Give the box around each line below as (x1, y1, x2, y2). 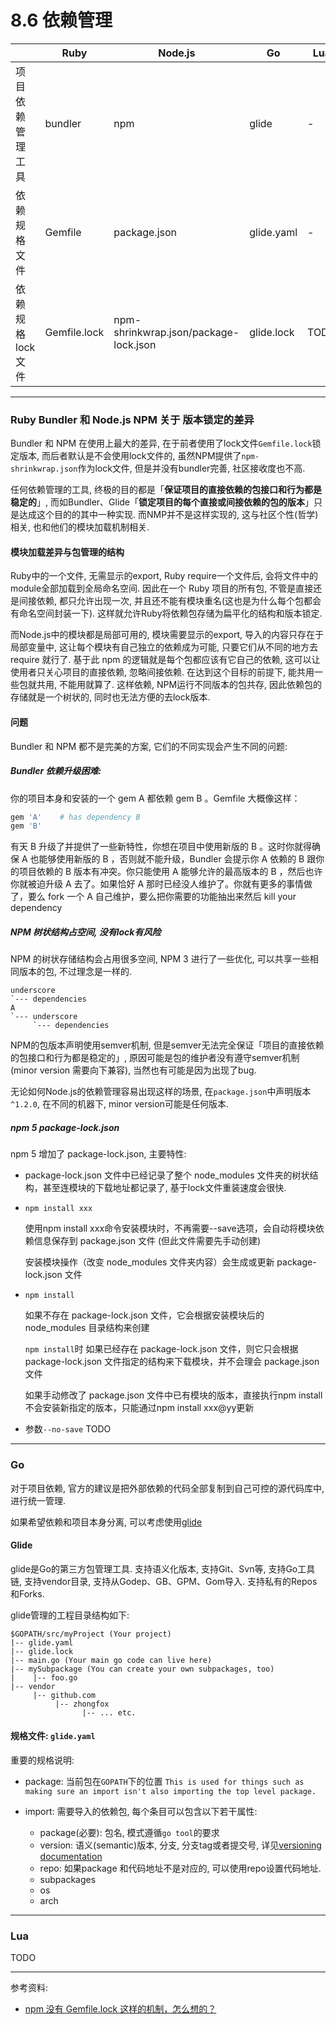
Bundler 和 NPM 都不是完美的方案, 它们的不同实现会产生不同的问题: (10, 740, 288, 752)
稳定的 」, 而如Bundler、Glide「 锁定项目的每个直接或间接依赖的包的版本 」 (10, 496, 315, 508)
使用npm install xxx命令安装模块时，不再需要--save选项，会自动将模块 (24, 1222, 316, 1235)
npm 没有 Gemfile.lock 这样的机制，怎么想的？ (24, 2003, 217, 2015)
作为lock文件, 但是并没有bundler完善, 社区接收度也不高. (77, 462, 306, 475)
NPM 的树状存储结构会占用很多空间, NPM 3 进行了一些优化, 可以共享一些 (10, 953, 310, 965)
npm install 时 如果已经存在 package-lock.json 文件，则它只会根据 (24, 1343, 299, 1355)
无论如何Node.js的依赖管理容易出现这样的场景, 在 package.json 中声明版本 (10, 1086, 312, 1098)
